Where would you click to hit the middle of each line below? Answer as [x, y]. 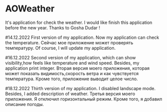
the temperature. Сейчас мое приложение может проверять [69, 42]
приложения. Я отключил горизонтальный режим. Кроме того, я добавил [84, 99]
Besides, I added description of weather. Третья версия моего [70, 94]
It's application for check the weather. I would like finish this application [79, 22]
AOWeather [30, 9]
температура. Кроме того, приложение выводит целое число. [72, 79]
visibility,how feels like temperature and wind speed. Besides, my [72, 63]
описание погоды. [24, 104]
